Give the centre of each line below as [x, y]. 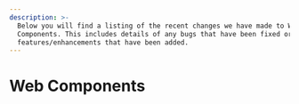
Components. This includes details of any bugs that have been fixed [149, 34]
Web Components [77, 86]
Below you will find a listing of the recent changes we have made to [151, 26]
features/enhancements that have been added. [103, 42]
